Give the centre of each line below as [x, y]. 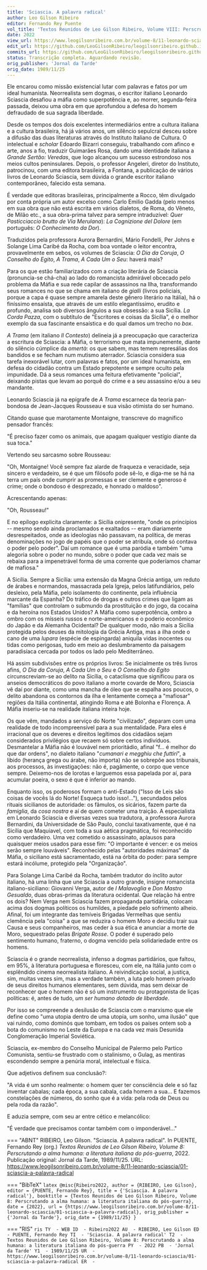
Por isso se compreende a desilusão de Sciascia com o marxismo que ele [100, 1010]
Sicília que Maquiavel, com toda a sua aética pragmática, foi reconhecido [100, 831]
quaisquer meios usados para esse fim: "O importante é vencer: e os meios [103, 844]
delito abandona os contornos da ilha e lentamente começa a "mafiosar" [99, 696]
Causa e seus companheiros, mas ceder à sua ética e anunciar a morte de [101, 928]
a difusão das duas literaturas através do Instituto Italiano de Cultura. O [97, 138]
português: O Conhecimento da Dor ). [54, 228]
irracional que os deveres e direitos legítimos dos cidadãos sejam [90, 734]
